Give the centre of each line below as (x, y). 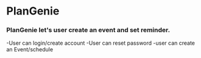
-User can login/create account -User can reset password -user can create (101, 43)
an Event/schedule (30, 50)
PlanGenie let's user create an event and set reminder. (88, 30)
